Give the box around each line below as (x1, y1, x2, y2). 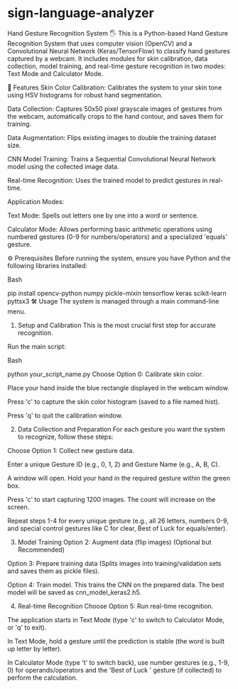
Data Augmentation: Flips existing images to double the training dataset (7, 133, 217, 141)
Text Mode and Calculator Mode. (7, 69, 104, 78)
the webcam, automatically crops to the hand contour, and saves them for (7, 112, 224, 120)
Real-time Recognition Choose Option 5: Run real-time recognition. (17, 602, 214, 610)
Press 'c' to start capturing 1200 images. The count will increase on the (7, 495, 216, 503)
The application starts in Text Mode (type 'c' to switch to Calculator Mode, (7, 615, 225, 624)
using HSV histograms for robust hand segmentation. (7, 90, 163, 99)
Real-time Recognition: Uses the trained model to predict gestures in (7, 176, 208, 184)
